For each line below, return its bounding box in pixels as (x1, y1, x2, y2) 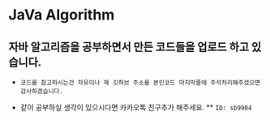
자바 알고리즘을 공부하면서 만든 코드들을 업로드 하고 (8, 40, 250, 54)
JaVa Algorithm (8, 6, 115, 24)
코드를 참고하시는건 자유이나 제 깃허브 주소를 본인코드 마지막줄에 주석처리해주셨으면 (19, 79, 261, 87)
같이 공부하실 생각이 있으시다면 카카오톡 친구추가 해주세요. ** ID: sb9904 (19, 103, 252, 112)
